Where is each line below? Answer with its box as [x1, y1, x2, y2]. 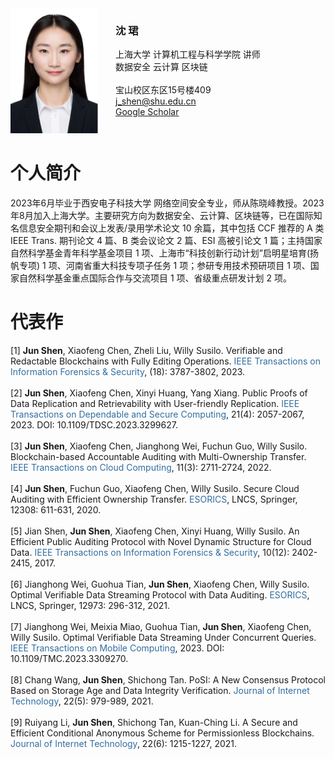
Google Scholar [115, 106, 180, 118]
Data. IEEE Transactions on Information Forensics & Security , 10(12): [10, 546, 290, 558]
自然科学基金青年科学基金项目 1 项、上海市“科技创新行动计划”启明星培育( [10, 247, 311, 259]
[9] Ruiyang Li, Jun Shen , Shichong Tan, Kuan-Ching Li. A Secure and [10, 716, 298, 728]
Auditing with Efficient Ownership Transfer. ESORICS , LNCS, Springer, [10, 493, 298, 505]
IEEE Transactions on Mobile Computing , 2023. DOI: [10, 642, 225, 654]
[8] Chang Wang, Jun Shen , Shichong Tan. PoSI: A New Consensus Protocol [10, 673, 326, 686]
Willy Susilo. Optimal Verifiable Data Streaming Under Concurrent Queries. [10, 631, 317, 643]
